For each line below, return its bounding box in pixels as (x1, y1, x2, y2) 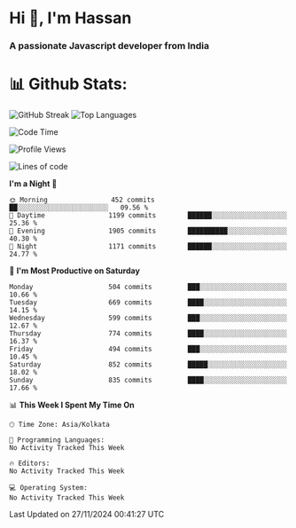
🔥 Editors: (9, 459, 51, 469)
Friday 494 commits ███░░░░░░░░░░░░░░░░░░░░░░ (9, 345, 288, 354)
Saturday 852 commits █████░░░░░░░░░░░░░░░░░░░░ (9, 360, 288, 369)
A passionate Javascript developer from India (9, 40, 210, 52)
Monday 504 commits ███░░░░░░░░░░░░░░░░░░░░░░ (9, 283, 288, 292)
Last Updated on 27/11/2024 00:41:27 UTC (9, 509, 165, 520)
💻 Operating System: (9, 484, 89, 493)
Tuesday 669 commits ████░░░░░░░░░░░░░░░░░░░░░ (9, 298, 288, 307)
